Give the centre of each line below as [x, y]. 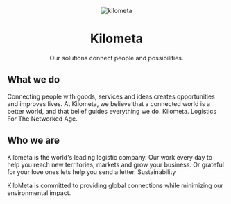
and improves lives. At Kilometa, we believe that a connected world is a [109, 103]
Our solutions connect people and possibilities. [117, 58]
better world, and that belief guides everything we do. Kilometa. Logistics [112, 111]
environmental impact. [39, 193]
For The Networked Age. [42, 119]
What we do [34, 80]
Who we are [34, 141]
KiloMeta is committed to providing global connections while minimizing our [115, 185]
